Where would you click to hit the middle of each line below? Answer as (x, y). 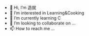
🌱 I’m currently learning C (35, 18)
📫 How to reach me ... (32, 29)
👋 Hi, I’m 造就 (23, 7)
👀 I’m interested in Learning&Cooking (47, 13)
